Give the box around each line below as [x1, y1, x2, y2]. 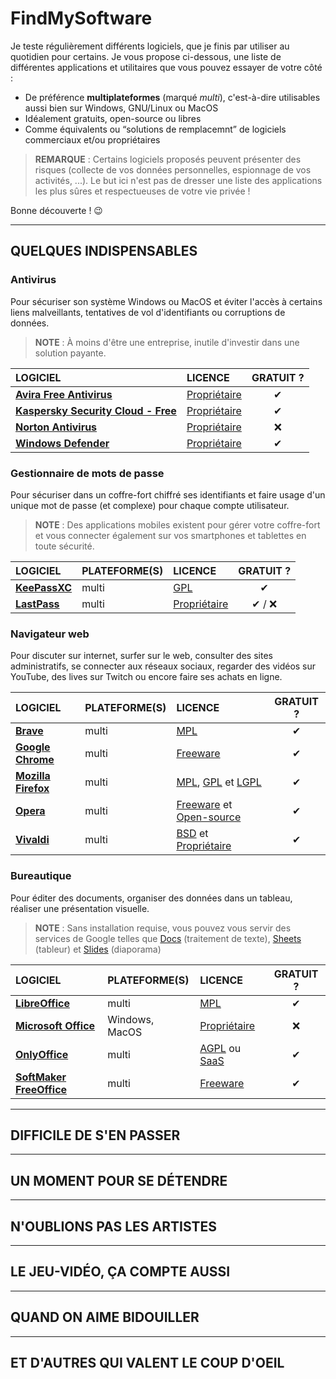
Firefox [15, 782, 50, 796]
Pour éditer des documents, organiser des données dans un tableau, [10, 892, 293, 904]
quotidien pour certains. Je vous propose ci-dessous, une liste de [10, 50, 282, 62]
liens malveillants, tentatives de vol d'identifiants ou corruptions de [10, 306, 286, 318]
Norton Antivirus [15, 420, 98, 434]
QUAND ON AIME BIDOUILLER [10, 1309, 200, 1326]
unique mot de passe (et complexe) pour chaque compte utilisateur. [10, 499, 290, 511]
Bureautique [10, 869, 72, 883]
